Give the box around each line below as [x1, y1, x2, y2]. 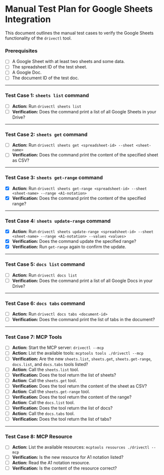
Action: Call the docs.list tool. [12, 399, 75, 405]
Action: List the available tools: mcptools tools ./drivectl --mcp [12, 350, 144, 356]
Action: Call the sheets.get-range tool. [12, 389, 90, 394]
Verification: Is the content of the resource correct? [12, 465, 117, 471]
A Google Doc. [12, 69, 42, 75]
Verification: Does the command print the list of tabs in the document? [12, 317, 155, 323]
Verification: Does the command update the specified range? [12, 238, 137, 244]
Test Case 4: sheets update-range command [5, 217, 111, 224]
